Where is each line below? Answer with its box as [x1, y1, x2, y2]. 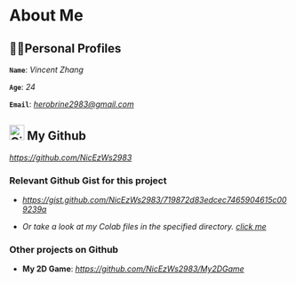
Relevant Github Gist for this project [9, 174, 167, 187]
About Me [9, 5, 84, 26]
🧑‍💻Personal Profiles [9, 41, 122, 56]
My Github [26, 128, 86, 143]
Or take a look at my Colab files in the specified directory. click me [21, 222, 267, 232]
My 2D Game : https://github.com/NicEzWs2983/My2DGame [21, 263, 244, 274]
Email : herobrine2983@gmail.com [9, 99, 135, 109]
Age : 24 [9, 82, 36, 92]
